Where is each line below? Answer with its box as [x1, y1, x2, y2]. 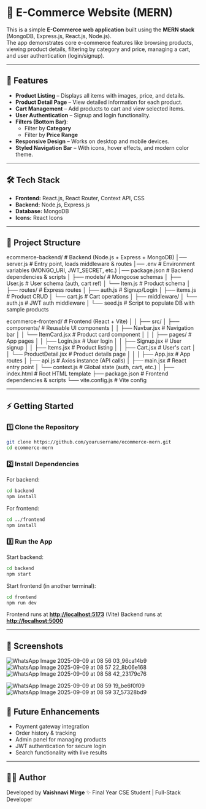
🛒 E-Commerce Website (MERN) [6, 6, 173, 20]
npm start [6, 571, 32, 577]
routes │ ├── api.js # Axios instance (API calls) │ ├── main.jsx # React [6, 357, 187, 364]
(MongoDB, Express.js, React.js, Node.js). [6, 32, 112, 39]
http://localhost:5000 [6, 617, 63, 625]
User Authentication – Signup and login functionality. [15, 111, 151, 119]
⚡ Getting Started [6, 401, 74, 411]
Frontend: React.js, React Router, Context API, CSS [15, 194, 145, 201]
